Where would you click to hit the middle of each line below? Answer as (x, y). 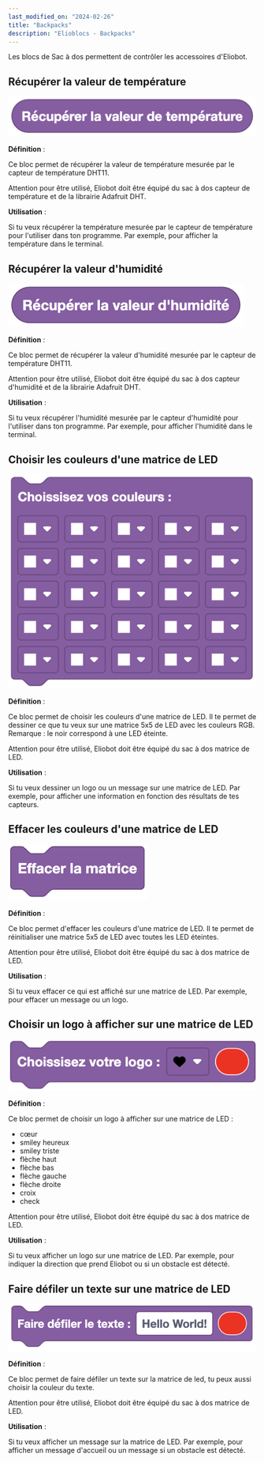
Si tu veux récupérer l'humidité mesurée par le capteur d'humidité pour (123, 418)
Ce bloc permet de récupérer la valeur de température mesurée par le (121, 164)
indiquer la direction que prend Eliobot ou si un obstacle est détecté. (119, 1264)
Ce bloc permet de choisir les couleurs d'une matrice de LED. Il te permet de (132, 717)
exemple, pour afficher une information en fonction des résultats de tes (124, 796)
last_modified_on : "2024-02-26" (61, 17)
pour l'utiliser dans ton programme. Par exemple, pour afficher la (113, 236)
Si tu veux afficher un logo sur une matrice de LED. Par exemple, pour (121, 1256)
